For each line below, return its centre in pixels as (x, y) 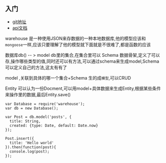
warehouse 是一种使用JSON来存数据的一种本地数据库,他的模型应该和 (76, 38)
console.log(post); (30, 151)
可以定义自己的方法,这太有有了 (36, 67)
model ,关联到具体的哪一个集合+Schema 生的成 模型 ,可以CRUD (68, 78)
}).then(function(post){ (31, 147)
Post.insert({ (20, 138)
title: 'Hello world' (32, 143)
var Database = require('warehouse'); (45, 104)
